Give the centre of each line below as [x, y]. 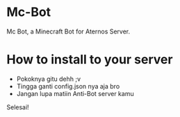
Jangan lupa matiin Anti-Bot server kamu [75, 93]
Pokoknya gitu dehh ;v [49, 79]
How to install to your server [90, 60]
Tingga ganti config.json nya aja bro [68, 86]
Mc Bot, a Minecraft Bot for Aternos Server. [68, 31]
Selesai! [18, 107]
